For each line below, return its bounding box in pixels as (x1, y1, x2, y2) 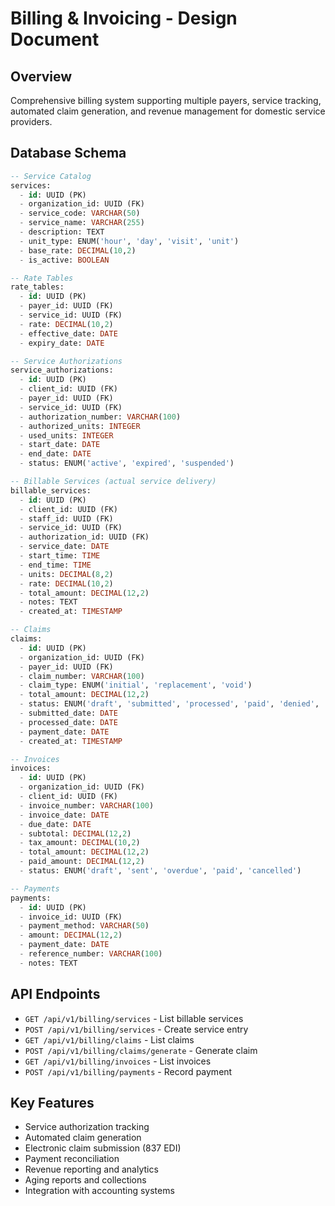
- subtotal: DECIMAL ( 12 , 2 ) (19, 828, 132, 839)
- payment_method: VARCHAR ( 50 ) (19, 921, 150, 931)
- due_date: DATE (19, 819, 92, 829)
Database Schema (10, 145, 127, 162)
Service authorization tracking (24, 1121, 150, 1133)
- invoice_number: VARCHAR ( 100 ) (19, 800, 155, 811)
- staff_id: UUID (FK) (19, 513, 114, 524)
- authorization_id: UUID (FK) (19, 532, 150, 542)
